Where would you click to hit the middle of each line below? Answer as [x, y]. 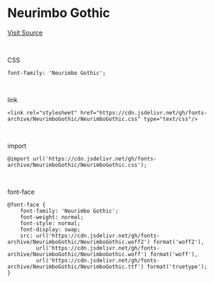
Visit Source [25, 33]
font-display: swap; [50, 229]
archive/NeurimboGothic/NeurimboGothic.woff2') [79, 242]
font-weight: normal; [52, 217]
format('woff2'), [179, 242]
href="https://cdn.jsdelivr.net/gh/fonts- [144, 112]
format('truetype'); [177, 267]
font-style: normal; [50, 223]
